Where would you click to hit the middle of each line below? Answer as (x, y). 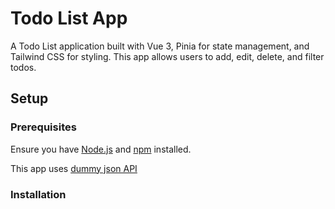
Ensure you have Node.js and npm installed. (101, 149)
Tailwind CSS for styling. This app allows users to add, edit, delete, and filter (167, 56)
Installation (38, 194)
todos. (23, 67)
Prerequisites (43, 127)
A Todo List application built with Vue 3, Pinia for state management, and (160, 46)
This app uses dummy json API (74, 168)
